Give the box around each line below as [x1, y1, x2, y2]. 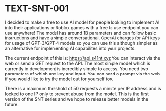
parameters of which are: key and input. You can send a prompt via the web [5, 71, 160, 76]
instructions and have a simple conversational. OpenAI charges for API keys [5, 35, 160, 41]
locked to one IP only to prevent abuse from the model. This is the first [5, 91, 149, 97]
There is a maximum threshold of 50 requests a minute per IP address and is [5, 85, 161, 91]
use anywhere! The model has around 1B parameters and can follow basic [5, 30, 156, 36]
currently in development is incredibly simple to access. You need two [5, 65, 149, 72]
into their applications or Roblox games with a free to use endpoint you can [5, 24, 159, 30]
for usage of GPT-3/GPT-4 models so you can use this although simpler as [5, 40, 158, 46]
